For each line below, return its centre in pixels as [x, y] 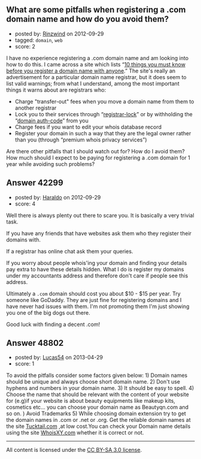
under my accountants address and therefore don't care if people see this [97, 276]
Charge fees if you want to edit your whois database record [88, 127]
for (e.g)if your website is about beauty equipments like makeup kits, [91, 401]
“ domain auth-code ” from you [51, 120]
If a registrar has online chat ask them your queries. [70, 251]
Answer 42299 [35, 183]
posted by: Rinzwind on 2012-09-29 [59, 34]
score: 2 [25, 46]
